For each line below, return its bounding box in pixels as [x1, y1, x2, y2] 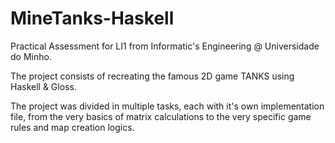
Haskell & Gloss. [10, 80, 77, 92]
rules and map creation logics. [10, 121, 135, 133]
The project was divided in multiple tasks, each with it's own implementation [10, 100, 325, 112]
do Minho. [10, 50, 52, 62]
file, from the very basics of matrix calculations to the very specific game [10, 110, 312, 122]
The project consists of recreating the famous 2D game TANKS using [10, 70, 295, 82]
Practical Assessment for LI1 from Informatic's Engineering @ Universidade [10, 40, 320, 52]
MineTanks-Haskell [10, 7, 175, 30]
